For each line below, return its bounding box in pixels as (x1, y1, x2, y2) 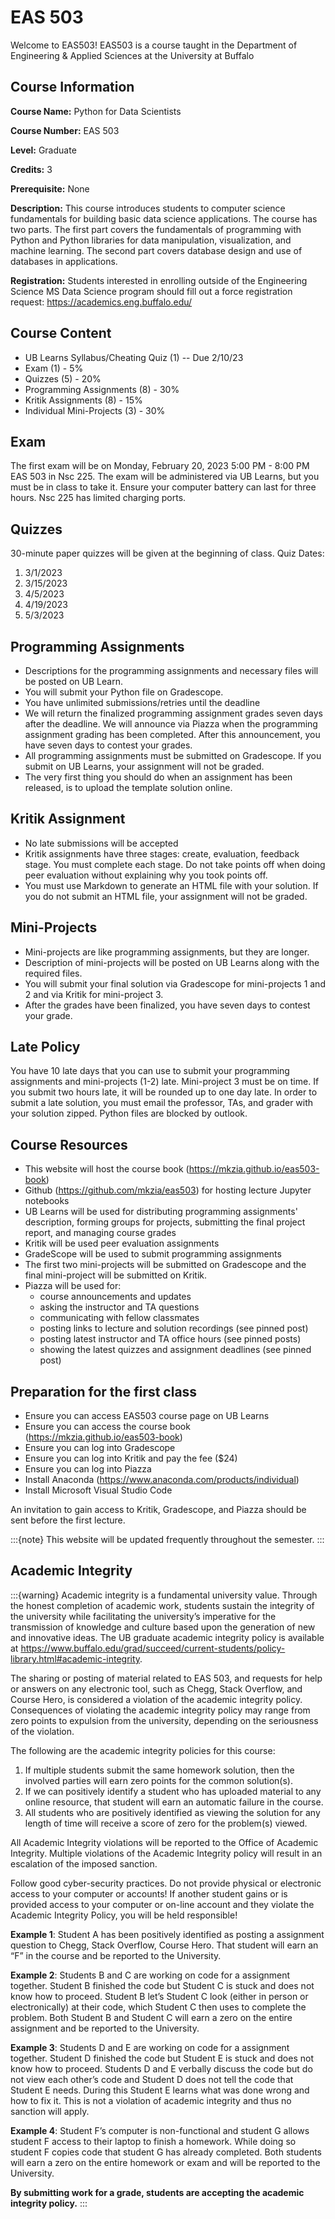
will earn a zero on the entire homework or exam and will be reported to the (10, 2156, 321, 2168)
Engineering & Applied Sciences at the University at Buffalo (10, 49, 255, 61)
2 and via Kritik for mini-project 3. (24, 988, 164, 1000)
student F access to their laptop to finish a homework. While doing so (10, 2135, 297, 2147)
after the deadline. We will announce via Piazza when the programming (24, 718, 318, 730)
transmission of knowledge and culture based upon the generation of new (10, 1621, 316, 1633)
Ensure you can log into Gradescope (24, 1442, 176, 1454)
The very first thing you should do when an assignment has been (24, 771, 293, 783)
